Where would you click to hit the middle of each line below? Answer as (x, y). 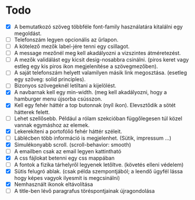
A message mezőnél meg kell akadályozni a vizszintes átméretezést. (97, 53)
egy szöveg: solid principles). (50, 79)
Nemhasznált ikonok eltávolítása (53, 184)
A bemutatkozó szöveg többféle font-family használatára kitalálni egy (98, 27)
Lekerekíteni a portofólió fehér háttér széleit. (68, 131)
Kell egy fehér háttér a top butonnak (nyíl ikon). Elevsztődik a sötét (95, 105)
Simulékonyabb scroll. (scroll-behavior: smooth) (72, 144)
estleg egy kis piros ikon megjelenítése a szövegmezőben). (86, 66)
